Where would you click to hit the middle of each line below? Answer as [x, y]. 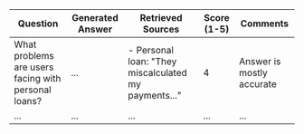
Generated [95, 18]
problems [34, 56]
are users [34, 67]
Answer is [260, 61]
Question [38, 24]
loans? [28, 101]
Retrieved [161, 18]
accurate [258, 84]
